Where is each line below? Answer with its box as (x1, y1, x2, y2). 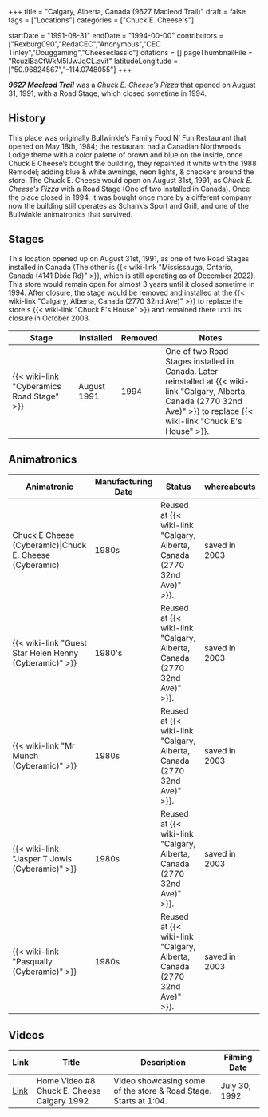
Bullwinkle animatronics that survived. (8, 209, 133, 219)
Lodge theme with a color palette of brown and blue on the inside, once (8, 149, 243, 159)
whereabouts (204, 481, 256, 492)
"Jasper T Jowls (12, 853, 73, 865)
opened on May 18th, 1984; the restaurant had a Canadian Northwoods (8, 141, 242, 151)
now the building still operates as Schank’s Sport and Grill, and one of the (8, 201, 250, 210)
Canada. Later (165, 365, 219, 376)
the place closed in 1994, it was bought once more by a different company (8, 192, 253, 202)
